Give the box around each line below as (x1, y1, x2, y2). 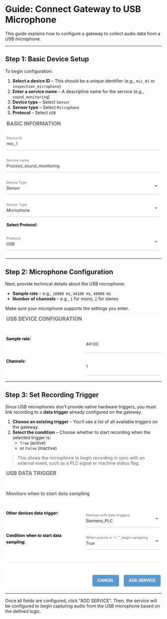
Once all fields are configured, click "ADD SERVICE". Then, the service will (5, 598, 158, 604)
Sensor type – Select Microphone (12, 104, 80, 110)
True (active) (19, 440, 46, 446)
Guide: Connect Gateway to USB (5, 3, 141, 15)
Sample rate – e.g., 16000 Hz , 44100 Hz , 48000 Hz (12, 290, 111, 297)
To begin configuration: (5, 68, 53, 74)
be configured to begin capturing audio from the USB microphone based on (5, 603, 160, 609)
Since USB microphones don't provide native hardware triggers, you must (5, 403, 157, 409)
